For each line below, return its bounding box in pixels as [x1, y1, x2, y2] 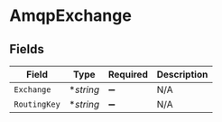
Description [156, 69, 208, 80]
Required [107, 69, 149, 80]
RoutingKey [14, 99, 60, 109]
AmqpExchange [9, 5, 133, 26]
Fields [9, 42, 45, 57]
